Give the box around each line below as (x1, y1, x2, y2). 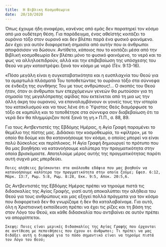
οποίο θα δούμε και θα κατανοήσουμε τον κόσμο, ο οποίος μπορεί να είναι (5, 135, 159, 141)
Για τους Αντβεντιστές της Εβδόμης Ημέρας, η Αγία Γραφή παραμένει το (5, 124, 156, 130)
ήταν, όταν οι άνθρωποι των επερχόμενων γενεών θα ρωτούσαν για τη (5, 88, 153, 94)
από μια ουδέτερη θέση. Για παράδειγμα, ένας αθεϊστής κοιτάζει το (5, 31, 145, 37)
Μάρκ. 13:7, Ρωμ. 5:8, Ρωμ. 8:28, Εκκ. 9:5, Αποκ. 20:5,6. (5, 174, 130, 179)
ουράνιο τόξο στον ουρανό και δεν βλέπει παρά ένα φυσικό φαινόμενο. (5, 36, 154, 42)
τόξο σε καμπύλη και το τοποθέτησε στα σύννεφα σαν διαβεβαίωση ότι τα (5, 109, 159, 115)
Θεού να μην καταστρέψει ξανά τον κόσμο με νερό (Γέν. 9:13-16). (5, 63, 141, 69)
